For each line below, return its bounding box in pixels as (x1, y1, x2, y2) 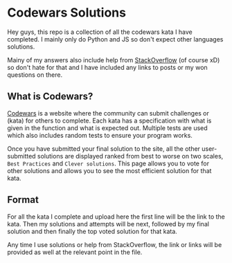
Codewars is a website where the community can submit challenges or (7, 109, 210, 117)
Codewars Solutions (7, 5, 127, 21)
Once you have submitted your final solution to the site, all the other (7, 144, 201, 153)
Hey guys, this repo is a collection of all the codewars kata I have (7, 28, 193, 36)
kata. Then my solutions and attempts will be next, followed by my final (7, 219, 210, 228)
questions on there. (7, 71, 63, 79)
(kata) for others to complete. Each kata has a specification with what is (7, 116, 212, 125)
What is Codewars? (7, 91, 93, 102)
